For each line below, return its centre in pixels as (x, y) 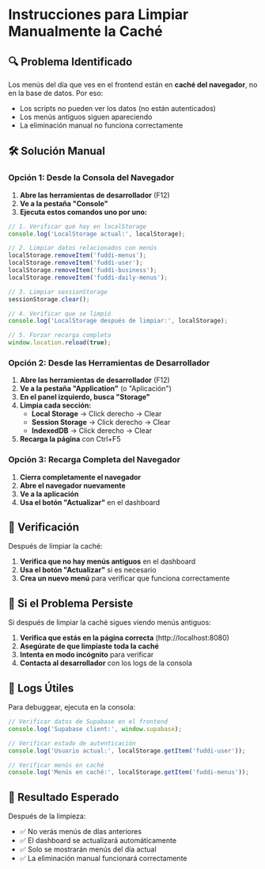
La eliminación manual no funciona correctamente (101, 125)
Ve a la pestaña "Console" (64, 203)
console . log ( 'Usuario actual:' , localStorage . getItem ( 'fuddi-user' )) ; (127, 751)
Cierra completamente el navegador (80, 477)
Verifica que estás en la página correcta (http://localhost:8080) (124, 638)
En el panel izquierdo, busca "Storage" (85, 397)
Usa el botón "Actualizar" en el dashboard (90, 502)
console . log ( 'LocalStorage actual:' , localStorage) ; (97, 234)
